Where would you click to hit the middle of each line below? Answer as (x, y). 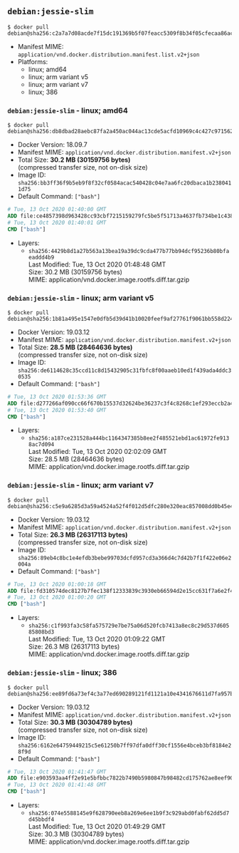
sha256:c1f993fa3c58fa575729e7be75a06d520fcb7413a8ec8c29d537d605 (129, 626)
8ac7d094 (41, 445)
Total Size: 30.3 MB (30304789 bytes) (75, 722)
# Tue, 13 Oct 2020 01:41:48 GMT (57, 785)
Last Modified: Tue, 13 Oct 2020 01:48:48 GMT (97, 264)
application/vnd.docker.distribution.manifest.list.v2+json (108, 55)
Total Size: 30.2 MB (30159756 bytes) (74, 160)
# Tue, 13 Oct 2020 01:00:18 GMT (57, 584)
